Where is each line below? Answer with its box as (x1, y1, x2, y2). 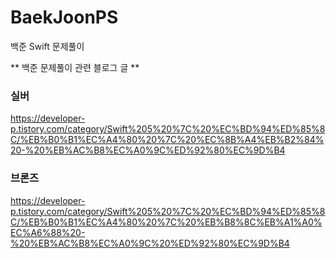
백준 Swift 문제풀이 (10, 40, 85, 52)
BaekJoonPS (10, 6, 119, 29)
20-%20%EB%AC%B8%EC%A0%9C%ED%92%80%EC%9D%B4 (10, 144, 286, 156)
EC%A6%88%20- (10, 226, 86, 238)
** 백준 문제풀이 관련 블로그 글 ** (10, 61, 140, 73)
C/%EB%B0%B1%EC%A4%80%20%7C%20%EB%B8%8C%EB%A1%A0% (10, 216, 323, 228)
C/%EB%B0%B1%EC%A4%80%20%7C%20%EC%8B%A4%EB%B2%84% (10, 134, 325, 146)
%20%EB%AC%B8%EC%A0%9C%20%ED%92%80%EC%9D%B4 (10, 237, 290, 249)
